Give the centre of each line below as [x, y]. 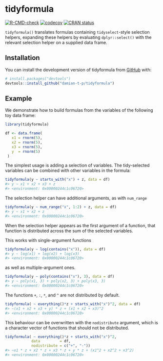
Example [19, 98]
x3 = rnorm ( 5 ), [27, 147]
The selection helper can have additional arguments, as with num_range [76, 198]
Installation [22, 58]
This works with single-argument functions [48, 240]
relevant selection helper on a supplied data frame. [56, 42]
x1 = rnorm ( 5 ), [27, 138]
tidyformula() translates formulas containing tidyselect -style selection [77, 32]
